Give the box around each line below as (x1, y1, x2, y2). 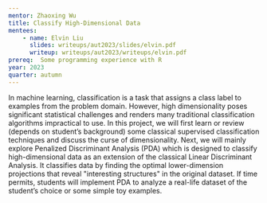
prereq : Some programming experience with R (8, 57, 162, 64)
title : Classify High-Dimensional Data (8, 19, 141, 27)
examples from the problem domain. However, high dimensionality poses (8, 101, 248, 111)
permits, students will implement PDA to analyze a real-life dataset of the (8, 177, 248, 187)
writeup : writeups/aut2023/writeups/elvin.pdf (29, 49, 187, 57)
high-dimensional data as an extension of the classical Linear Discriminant (8, 152, 253, 162)
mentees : (8, 26, 37, 34)
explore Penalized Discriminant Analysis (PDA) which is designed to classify (8, 143, 257, 153)
